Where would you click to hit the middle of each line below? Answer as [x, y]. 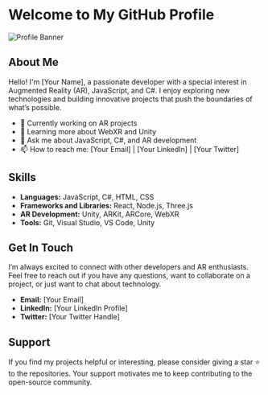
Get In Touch [41, 247]
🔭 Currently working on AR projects [78, 123]
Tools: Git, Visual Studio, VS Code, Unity [87, 222]
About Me [33, 62]
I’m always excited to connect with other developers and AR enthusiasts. [129, 267]
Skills [22, 177]
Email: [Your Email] [52, 300]
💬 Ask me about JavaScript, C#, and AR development [108, 140]
